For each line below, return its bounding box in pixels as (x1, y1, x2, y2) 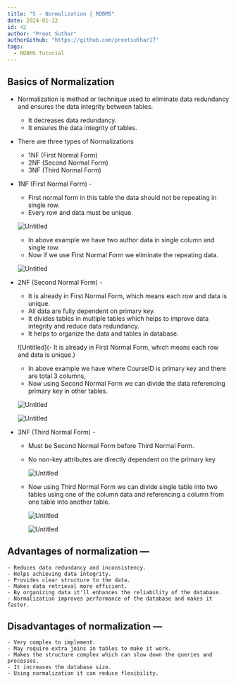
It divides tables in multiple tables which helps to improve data (27, 314, 209, 322)
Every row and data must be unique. (27, 208, 134, 216)
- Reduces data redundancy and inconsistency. (7, 564, 147, 571)
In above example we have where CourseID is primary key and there (27, 364, 227, 372)
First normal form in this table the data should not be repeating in (27, 193, 217, 201)
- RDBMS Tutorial (13, 50, 65, 57)
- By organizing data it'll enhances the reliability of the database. (7, 589, 222, 596)
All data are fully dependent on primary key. (27, 307, 156, 315)
